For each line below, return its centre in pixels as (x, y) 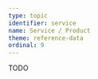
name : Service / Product (49, 30)
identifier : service (43, 23)
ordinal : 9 (26, 45)
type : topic (28, 16)
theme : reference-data (46, 38)
